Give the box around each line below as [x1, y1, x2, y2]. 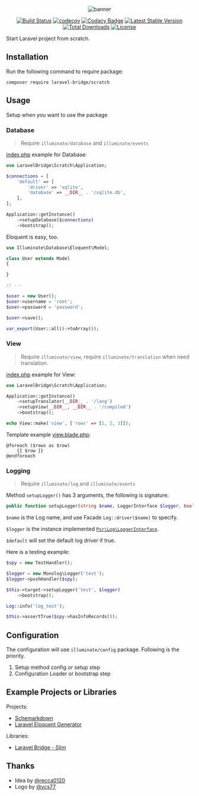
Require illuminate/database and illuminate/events [20, 139, 149, 147]
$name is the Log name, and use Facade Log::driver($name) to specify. [6, 514, 178, 521]
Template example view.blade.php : [6, 431, 91, 438]
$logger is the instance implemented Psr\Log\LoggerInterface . [6, 525, 159, 532]
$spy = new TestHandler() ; [6, 560, 73, 566]
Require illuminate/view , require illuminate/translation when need [20, 353, 190, 360]
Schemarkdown [14, 714, 53, 721]
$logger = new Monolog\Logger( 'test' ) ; [6, 570, 105, 577]
